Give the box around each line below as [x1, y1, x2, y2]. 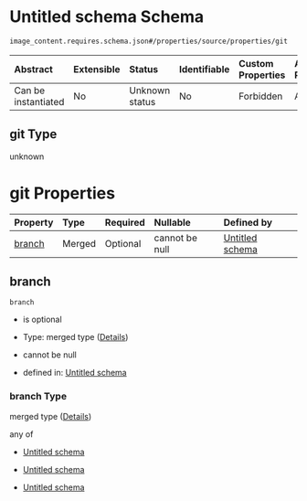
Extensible [72, 62, 121, 75]
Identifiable [178, 62, 230, 75]
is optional [22, 314, 62, 325]
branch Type [9, 390, 67, 403]
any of [9, 428, 34, 440]
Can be [14, 84, 46, 97]
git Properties [9, 183, 116, 203]
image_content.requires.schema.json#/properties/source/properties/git [9, 37, 288, 46]
